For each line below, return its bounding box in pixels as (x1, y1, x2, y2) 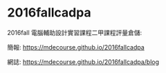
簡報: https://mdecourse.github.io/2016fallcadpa (7, 43, 145, 51)
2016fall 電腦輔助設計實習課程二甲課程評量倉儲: (7, 28, 142, 36)
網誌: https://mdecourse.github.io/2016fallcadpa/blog (7, 57, 160, 66)
